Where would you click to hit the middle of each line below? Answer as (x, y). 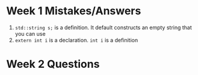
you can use (30, 33)
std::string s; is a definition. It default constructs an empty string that (104, 27)
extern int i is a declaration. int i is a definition (76, 40)
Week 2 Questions (53, 64)
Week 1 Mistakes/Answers (74, 11)
